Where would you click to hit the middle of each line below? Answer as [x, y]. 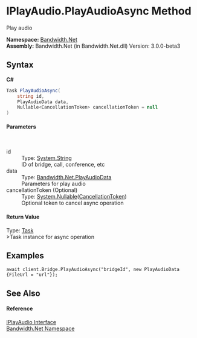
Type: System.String [47, 158]
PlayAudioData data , [43, 102]
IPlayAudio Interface [31, 322]
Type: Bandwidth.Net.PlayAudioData [66, 177]
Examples [25, 256]
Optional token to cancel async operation [73, 203]
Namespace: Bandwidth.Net [42, 39]
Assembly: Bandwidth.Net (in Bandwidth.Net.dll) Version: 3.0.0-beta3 [93, 46]
